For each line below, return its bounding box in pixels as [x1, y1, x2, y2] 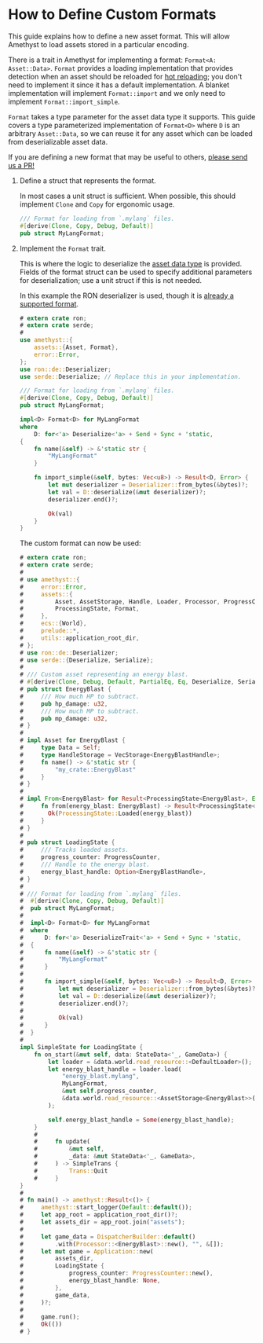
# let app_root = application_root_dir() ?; [19, 1211, 178, 1219]
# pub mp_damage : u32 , [19, 714, 108, 722]
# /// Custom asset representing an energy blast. [19, 670, 189, 679]
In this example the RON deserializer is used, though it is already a [19, 291, 234, 300]
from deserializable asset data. [8, 137, 108, 146]
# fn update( [34, 1138, 90, 1146]
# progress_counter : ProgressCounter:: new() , [19, 1269, 214, 1278]
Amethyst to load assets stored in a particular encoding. [8, 39, 189, 49]
